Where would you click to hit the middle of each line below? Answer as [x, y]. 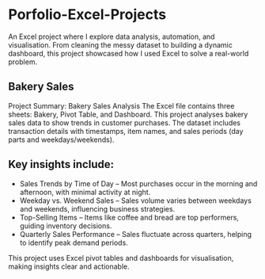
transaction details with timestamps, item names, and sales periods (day [126, 131]
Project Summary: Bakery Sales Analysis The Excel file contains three [121, 105]
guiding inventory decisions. [66, 225]
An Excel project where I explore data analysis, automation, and [112, 36]
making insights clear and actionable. [69, 266]
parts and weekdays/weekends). [61, 139]
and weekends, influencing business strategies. [97, 208]
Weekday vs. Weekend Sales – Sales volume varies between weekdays [135, 201]
